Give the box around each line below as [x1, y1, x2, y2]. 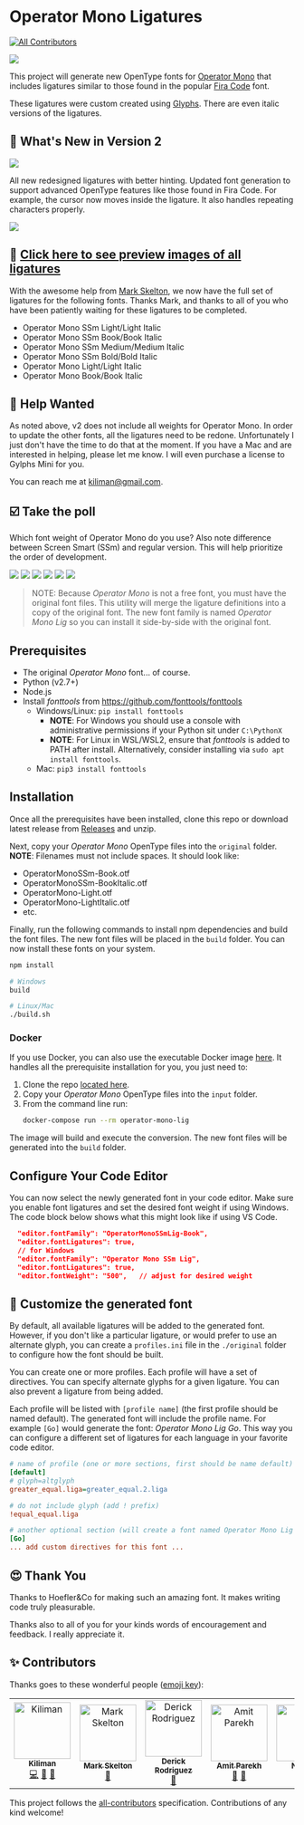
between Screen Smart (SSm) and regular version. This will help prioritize [9, 542, 283, 553]
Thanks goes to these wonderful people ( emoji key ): [9, 1678, 204, 1690]
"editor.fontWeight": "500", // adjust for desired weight [17, 1271, 253, 1281]
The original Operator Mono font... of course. [22, 668, 191, 677]
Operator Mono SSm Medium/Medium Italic [22, 341, 185, 352]
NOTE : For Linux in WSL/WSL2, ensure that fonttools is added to [49, 735, 290, 744]
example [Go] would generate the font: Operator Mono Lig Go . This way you [9, 1423, 293, 1434]
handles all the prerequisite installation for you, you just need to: [9, 1061, 249, 1072]
